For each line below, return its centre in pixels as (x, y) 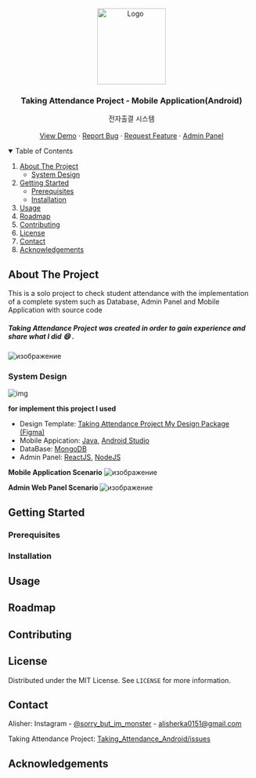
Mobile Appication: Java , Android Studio (85, 440)
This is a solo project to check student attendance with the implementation (128, 294)
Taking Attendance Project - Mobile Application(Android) (132, 100)
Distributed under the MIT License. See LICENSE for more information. (119, 680)
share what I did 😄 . (41, 336)
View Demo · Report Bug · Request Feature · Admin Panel (132, 136)
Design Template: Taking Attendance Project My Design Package (124, 424)
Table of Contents (44, 151)
